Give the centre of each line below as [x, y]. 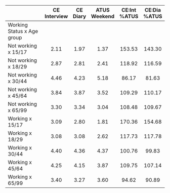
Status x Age [23, 31]
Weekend [103, 16]
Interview [56, 16]
